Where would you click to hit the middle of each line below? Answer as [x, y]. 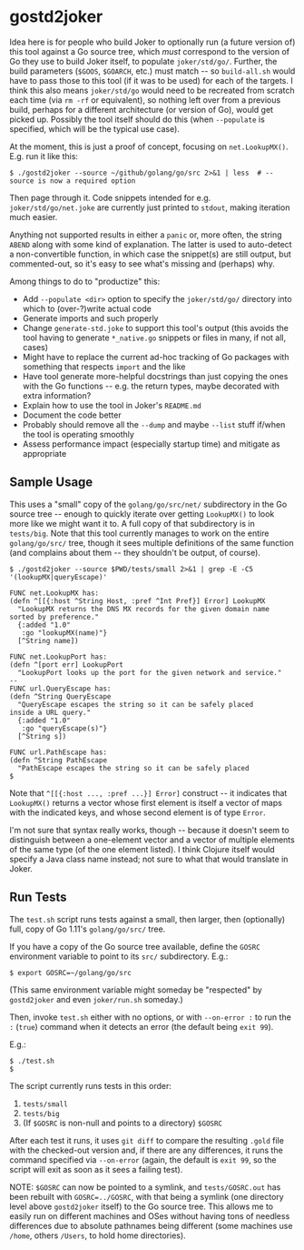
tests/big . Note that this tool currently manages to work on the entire [139, 533]
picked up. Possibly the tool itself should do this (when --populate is [137, 119]
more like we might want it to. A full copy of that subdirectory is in [132, 523]
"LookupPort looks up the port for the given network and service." [150, 672]
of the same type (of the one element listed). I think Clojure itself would [142, 849]
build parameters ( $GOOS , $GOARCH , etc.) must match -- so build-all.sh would [152, 71]
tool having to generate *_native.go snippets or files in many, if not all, [154, 338]
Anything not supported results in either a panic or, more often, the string [146, 235]
